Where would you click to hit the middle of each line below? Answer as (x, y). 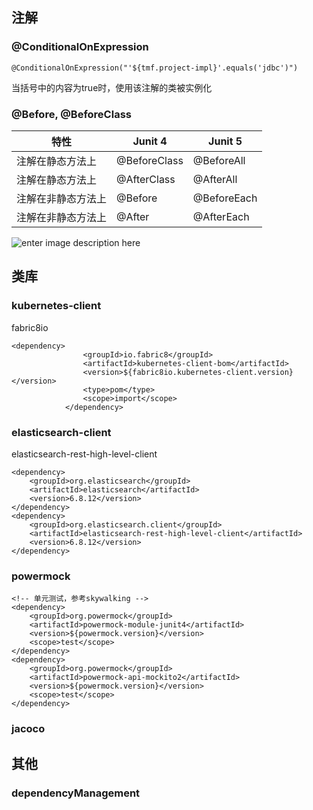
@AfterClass (146, 179)
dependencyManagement (76, 793)
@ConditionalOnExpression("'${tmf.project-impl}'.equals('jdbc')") (155, 68)
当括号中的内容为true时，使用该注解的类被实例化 (112, 87)
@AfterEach (221, 216)
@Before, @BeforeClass (71, 114)
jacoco (28, 729)
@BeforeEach (225, 198)
